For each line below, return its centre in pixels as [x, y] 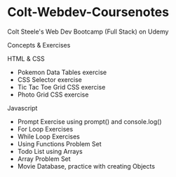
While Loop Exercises [49, 136]
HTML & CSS [26, 58]
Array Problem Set [44, 159]
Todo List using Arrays [50, 151]
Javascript [22, 108]
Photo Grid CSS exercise [53, 94]
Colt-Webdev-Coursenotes [88, 12]
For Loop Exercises [45, 129]
